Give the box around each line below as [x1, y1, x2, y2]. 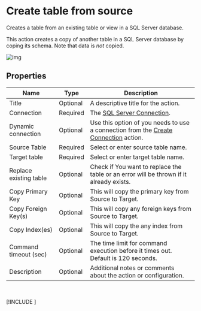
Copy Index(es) [9, 225, 53, 234]
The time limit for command [90, 238, 167, 247]
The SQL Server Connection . [90, 108, 170, 117]
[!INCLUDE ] [6, 298, 36, 305]
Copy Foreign [9, 204, 47, 213]
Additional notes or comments [90, 264, 175, 272]
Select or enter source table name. [90, 143, 187, 151]
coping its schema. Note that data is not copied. [6, 42, 124, 49]
